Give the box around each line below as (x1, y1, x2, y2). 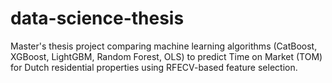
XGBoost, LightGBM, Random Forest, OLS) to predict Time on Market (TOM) (10, 50, 323, 62)
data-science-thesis (10, 7, 185, 30)
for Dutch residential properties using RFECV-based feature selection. (10, 61, 298, 73)
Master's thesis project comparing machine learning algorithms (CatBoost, (10, 40, 318, 52)
